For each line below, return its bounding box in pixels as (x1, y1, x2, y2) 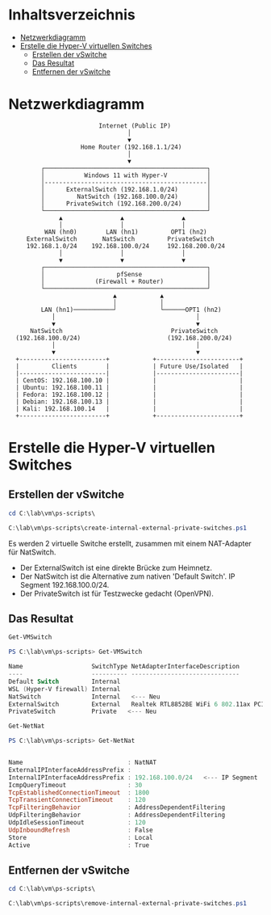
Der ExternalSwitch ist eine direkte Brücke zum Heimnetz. (19, 563, 212, 572)
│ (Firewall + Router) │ (40, 277, 211, 285)
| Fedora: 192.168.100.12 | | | (15, 390, 244, 398)
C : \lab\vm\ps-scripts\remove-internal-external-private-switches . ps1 (8, 900, 248, 908)
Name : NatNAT (8, 758, 157, 767)
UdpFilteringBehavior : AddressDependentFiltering (8, 811, 226, 820)
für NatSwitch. (8, 547, 56, 557)
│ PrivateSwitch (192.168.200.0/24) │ (40, 200, 211, 208)
